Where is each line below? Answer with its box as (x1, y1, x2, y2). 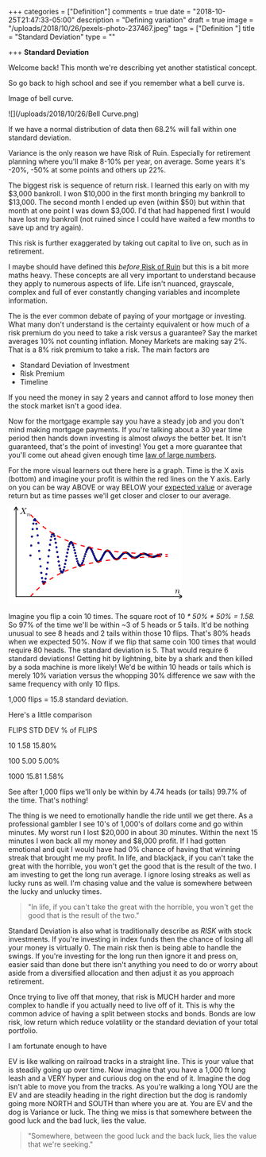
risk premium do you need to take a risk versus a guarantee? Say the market (8, 328, 258, 337)
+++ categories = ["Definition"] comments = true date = (8, 7, 191, 16)
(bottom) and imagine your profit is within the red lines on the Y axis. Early (8, 474, 251, 483)
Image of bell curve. (8, 94, 74, 103)
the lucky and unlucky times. (8, 887, 102, 896)
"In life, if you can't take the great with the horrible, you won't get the (27, 902, 254, 911)
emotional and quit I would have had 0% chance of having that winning (8, 845, 241, 853)
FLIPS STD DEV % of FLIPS (8, 726, 98, 734)
